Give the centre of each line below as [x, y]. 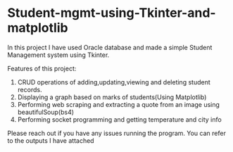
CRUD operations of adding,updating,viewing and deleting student [114, 82]
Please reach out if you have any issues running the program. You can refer [117, 133]
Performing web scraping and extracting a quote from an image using [119, 104]
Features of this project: [42, 68]
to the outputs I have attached [51, 140]
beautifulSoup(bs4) [46, 112]
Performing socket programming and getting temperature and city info [119, 119]
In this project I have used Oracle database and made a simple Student [110, 47]
